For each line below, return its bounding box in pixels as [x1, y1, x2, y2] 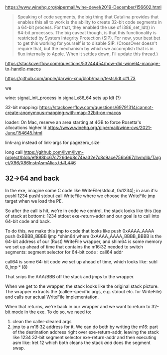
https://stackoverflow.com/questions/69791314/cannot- [39, 105, 154, 110]
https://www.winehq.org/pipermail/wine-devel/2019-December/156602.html [5, 4, 162, 10]
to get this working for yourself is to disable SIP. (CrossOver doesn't [17, 40, 158, 46]
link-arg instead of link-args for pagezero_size [5, 139, 100, 145]
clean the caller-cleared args [12, 318, 72, 324]
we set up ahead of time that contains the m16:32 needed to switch [5, 243, 143, 249]
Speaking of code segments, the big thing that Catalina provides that [17, 14, 159, 19]
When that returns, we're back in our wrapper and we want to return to [5, 303, 151, 309]
